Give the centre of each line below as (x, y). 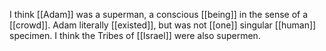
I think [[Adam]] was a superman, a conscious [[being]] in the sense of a (159, 14)
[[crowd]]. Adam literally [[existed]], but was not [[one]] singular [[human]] (163, 25)
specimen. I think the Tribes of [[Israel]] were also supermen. (135, 35)
